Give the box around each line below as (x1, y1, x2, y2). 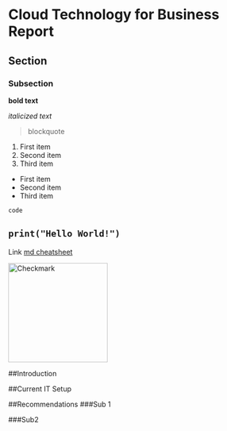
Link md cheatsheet (8, 247, 73, 256)
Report (8, 22, 54, 40)
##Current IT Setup (8, 383, 72, 394)
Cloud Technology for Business (8, 6, 220, 24)
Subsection (8, 78, 54, 89)
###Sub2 (8, 414, 39, 424)
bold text (8, 95, 38, 105)
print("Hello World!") (8, 228, 121, 240)
